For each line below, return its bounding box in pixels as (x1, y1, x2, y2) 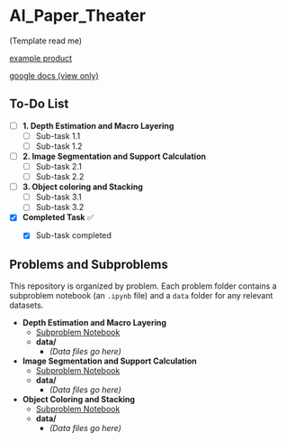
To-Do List (9, 97, 69, 112)
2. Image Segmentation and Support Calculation (22, 151, 207, 161)
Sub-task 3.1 (35, 191, 83, 203)
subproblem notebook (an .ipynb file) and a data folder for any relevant (9, 290, 273, 301)
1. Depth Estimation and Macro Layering (22, 120, 174, 131)
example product (9, 52, 73, 63)
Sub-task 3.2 (35, 202, 85, 213)
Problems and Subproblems (9, 256, 168, 272)
